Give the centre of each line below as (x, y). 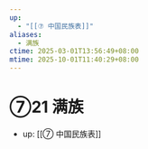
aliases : (26, 34)
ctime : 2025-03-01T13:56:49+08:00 (74, 51)
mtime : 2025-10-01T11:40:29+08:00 (74, 60)
